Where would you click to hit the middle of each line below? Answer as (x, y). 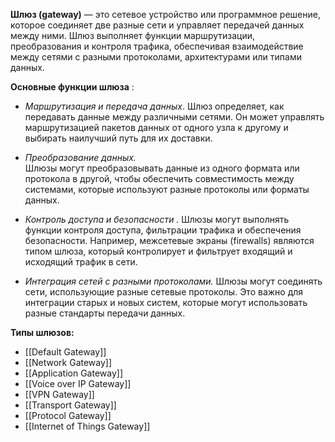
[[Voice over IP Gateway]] (78, 383)
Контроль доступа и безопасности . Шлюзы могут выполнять (157, 219)
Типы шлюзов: (42, 332)
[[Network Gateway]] (68, 362)
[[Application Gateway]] (74, 373)
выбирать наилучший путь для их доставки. (118, 138)
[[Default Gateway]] (65, 352)
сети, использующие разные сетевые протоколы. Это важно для (164, 292)
